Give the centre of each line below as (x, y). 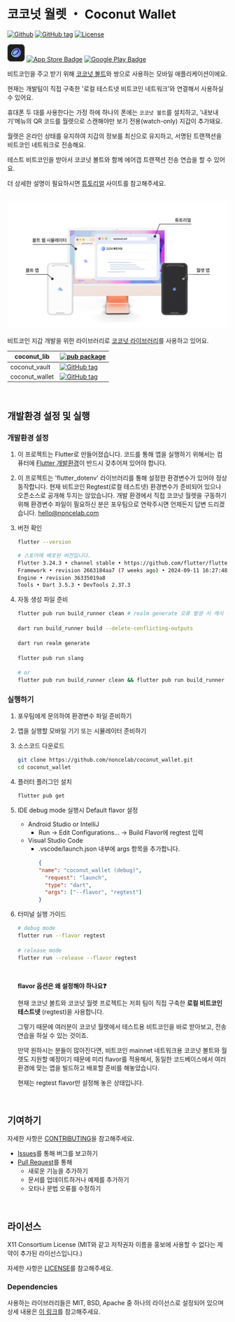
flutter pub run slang (50, 658)
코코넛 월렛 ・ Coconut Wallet (92, 14)
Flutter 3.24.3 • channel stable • (69, 563)
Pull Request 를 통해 (45, 1162)
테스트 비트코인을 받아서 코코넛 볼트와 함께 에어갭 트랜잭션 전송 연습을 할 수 (110, 159)
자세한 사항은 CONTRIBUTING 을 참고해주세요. (71, 1139)
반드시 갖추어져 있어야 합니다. (127, 463)
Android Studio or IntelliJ (63, 824)
